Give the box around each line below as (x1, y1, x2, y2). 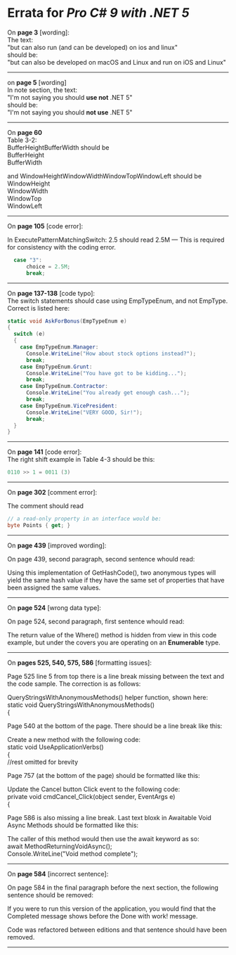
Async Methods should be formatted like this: (7, 821, 139, 829)
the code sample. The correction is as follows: (7, 680, 141, 688)
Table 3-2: (7, 136, 37, 144)
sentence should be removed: (7, 890, 93, 899)
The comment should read (7, 502, 84, 510)
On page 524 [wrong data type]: (7, 603, 102, 612)
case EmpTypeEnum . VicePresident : (20, 402, 118, 409)
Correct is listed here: (7, 304, 70, 312)
